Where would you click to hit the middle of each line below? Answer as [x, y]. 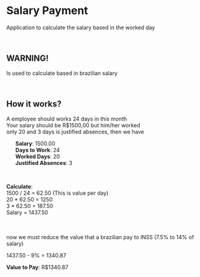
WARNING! [27, 58]
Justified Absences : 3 [44, 163]
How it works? [34, 104]
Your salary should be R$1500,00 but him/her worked [73, 125]
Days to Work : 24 [37, 150]
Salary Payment [47, 11]
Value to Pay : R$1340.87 [37, 267]
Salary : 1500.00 [35, 143]
